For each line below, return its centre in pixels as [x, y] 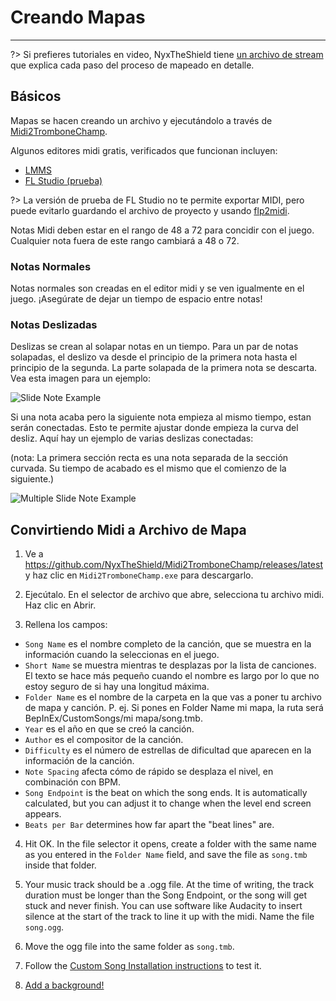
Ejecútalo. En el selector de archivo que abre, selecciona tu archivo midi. [174, 595]
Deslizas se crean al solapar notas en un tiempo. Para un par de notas [154, 347]
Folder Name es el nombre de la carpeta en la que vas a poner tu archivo [173, 697]
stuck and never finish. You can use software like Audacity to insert [163, 906]
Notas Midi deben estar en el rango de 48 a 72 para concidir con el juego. [162, 230]
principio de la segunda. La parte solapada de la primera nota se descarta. [164, 368]
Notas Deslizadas [54, 324]
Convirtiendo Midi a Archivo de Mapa [128, 529]
